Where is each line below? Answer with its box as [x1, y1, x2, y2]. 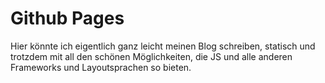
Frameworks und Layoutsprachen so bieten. [10, 61, 192, 73]
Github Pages [10, 7, 125, 30]
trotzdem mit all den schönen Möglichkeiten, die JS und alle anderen [10, 50, 293, 62]
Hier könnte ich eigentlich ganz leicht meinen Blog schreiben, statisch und [10, 40, 316, 52]
